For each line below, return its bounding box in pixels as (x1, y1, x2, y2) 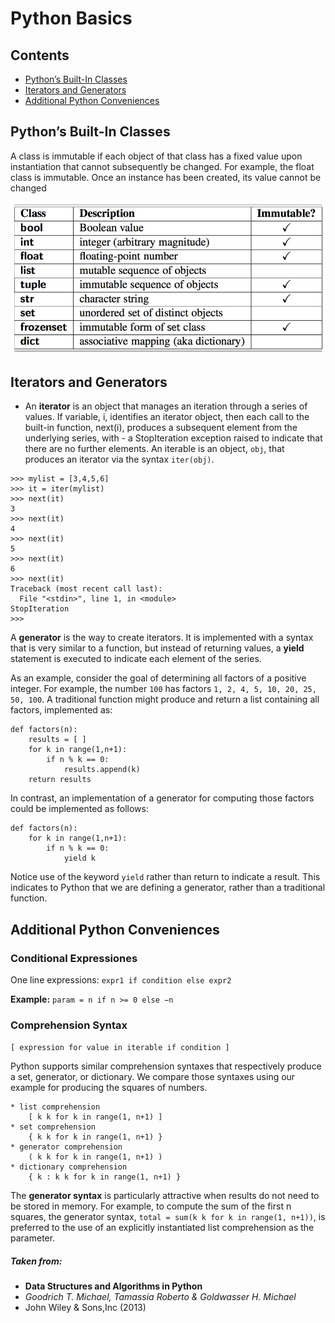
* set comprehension (10, 1122, 97, 1132)
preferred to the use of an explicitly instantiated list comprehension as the (10, 1222, 315, 1234)
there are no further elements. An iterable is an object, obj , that (24, 443, 285, 455)
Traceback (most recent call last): (10, 584, 163, 594)
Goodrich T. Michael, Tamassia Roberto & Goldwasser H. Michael (24, 1291, 297, 1303)
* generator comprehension (10, 1142, 123, 1152)
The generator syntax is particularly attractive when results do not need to (10, 1190, 320, 1202)
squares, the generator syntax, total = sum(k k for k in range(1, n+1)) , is (10, 1211, 326, 1223)
